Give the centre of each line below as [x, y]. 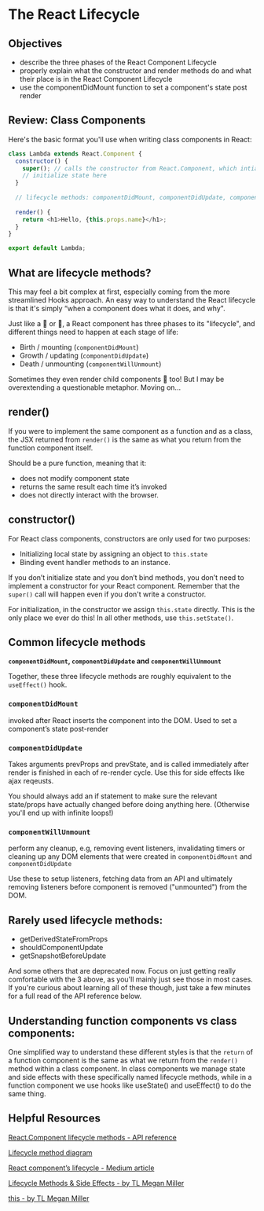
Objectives [35, 44]
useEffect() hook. [38, 684]
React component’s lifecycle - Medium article [81, 1168]
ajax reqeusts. [31, 781]
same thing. [27, 1093]
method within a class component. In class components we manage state [127, 1068]
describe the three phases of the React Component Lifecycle [118, 62]
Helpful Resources [54, 1119]
